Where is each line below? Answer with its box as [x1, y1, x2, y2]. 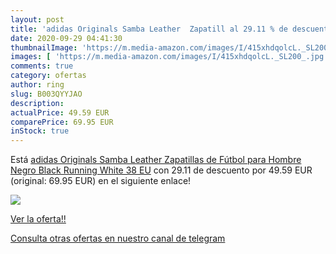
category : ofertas [10, 71, 87, 81]
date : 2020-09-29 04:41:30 [10, 33, 123, 43]
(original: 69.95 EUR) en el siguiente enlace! [10, 175, 192, 187]
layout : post [10, 14, 65, 25]
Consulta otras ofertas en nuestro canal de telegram [10, 232, 226, 245]
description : [10, 98, 65, 108]
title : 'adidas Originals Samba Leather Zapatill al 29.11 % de [10, 24, 288, 34]
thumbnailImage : [10, 42, 78, 53]
